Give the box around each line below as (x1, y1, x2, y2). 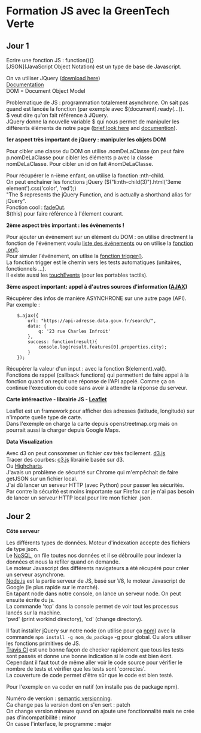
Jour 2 (6, 511, 31, 522)
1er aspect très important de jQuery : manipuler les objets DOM (6, 136, 166, 143)
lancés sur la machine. (6, 609, 62, 616)
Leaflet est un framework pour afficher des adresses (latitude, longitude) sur (6, 407, 195, 414)
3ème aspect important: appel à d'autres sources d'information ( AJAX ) (6, 283, 187, 290)
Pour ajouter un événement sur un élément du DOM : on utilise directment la (6, 234, 194, 240)
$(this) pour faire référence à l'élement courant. (6, 210, 124, 217)
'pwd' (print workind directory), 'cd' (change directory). (6, 615, 143, 622)
